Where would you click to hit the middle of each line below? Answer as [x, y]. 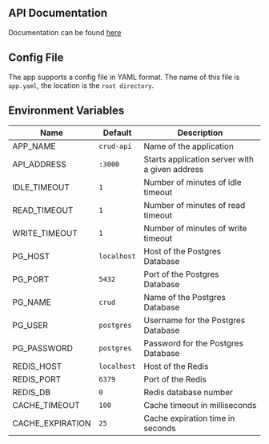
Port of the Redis [175, 379]
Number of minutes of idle [193, 182]
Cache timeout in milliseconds [200, 406]
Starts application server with [199, 159]
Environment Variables [66, 111]
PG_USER [30, 326]
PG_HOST [31, 257]
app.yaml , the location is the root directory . [81, 85]
